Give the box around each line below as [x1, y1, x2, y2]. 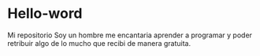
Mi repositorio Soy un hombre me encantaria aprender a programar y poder [7, 30, 253, 40]
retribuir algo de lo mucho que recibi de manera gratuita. [7, 38, 191, 47]
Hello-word [7, 5, 84, 23]
